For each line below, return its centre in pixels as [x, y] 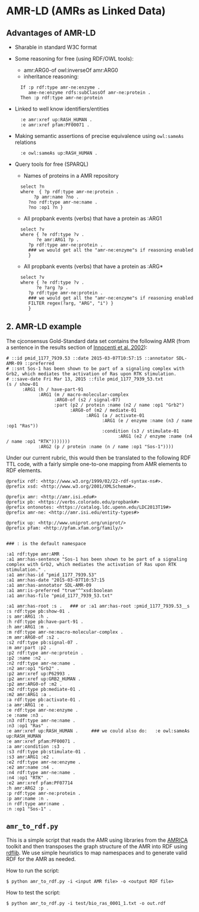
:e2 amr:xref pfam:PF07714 [40, 783]
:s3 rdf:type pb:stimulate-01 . [46, 751]
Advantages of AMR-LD [51, 33]
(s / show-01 [22, 384]
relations [26, 142]
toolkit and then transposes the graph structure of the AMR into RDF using [97, 846]
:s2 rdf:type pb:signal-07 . [42, 642]
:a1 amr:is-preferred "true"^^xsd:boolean [59, 590]
